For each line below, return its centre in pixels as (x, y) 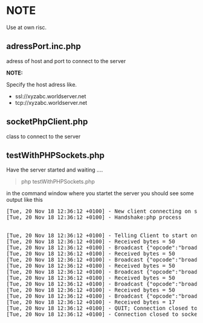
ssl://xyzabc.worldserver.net (50, 96)
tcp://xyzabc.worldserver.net (51, 102)
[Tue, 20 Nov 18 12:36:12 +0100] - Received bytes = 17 (91, 302)
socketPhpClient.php (47, 122)
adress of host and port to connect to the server (66, 61)
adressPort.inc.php (44, 46)
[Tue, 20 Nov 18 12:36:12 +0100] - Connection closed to (92, 315)
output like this (25, 200)
